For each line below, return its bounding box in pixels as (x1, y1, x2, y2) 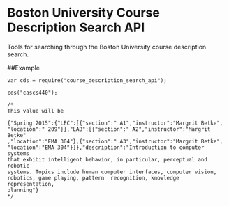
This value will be (7, 107, 64, 114)
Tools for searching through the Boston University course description (7, 42, 207, 51)
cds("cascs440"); (7, 89, 58, 96)
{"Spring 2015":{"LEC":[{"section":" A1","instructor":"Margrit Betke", (7, 120, 223, 127)
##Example (7, 63, 40, 72)
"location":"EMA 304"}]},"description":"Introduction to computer (7, 144, 205, 151)
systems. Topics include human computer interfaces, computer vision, (7, 168, 217, 175)
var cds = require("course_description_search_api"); (7, 77, 168, 84)
